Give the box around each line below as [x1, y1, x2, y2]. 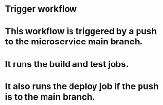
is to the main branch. [5, 91, 95, 102]
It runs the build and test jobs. [5, 59, 129, 69]
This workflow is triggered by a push [5, 26, 157, 37]
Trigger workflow [5, 3, 77, 15]
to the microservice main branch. [5, 36, 143, 47]
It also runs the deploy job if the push [5, 81, 159, 92]
